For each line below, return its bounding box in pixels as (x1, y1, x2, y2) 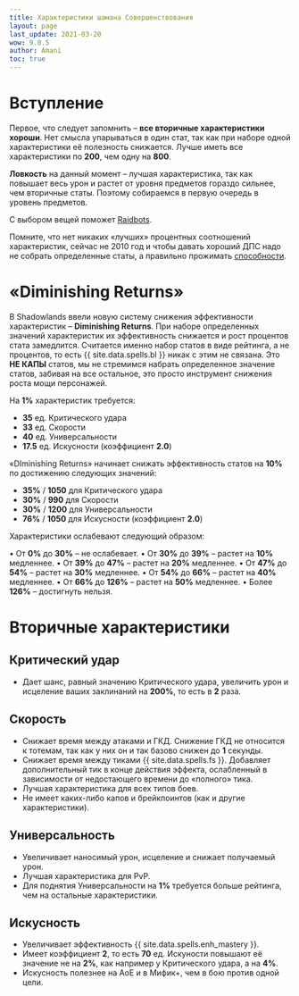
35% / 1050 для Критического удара (21, 484, 163, 496)
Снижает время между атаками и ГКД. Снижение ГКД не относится (21, 735, 286, 746)
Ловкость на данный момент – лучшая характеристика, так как (9, 168, 253, 179)
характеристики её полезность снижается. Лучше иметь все (9, 141, 244, 152)
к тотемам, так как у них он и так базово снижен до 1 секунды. (21, 745, 263, 756)
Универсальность (9, 828, 116, 843)
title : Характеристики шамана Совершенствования (9, 13, 194, 22)
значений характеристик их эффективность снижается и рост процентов (9, 330, 289, 340)
